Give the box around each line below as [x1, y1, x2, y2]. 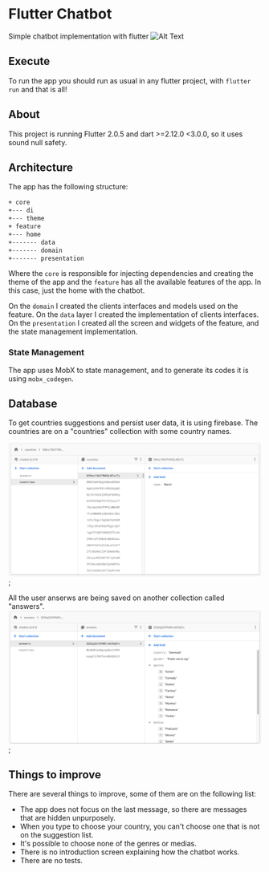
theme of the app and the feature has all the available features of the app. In [8, 278, 262, 287]
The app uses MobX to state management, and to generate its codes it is [8, 365, 249, 375]
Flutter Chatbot [8, 5, 112, 23]
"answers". [8, 601, 45, 610]
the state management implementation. [8, 326, 138, 337]
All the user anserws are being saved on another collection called [8, 593, 225, 602]
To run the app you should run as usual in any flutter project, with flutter [8, 75, 251, 85]
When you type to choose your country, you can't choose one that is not [19, 821, 260, 831]
